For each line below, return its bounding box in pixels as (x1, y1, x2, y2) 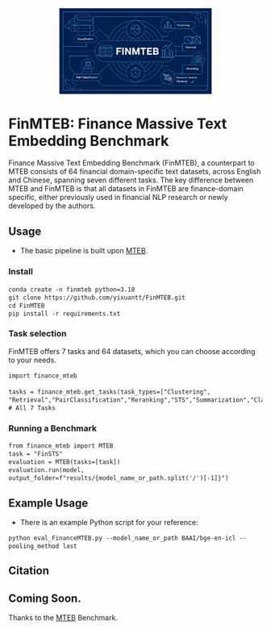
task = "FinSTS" (8, 450, 63, 458)
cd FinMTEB (8, 302, 45, 310)
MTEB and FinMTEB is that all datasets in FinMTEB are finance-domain (8, 184, 244, 194)
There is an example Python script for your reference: (19, 517, 199, 527)
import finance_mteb (8, 371, 78, 380)
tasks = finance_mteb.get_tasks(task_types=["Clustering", (8, 387, 211, 396)
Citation (8, 564, 50, 578)
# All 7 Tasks (8, 403, 56, 412)
